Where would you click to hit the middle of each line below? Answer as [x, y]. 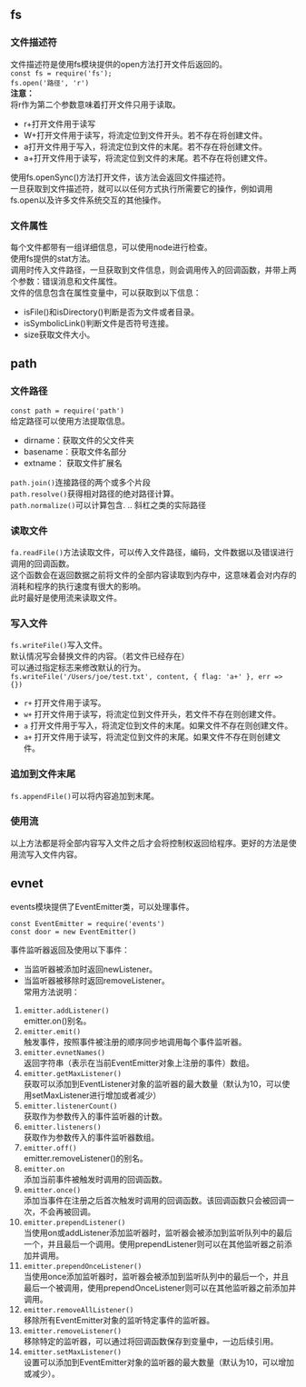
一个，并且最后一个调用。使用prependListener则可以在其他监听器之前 [154, 1243]
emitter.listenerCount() [70, 1106]
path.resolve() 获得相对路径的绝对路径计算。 [95, 494]
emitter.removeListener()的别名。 [85, 1158]
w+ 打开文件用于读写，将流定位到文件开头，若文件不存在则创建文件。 [152, 714]
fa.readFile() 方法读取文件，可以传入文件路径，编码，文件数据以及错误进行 [152, 552]
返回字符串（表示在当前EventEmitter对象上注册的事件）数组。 [139, 1063]
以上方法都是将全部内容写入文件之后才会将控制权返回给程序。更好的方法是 [149, 843]
